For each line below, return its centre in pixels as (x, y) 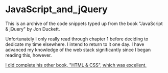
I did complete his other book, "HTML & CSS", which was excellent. (76, 65)
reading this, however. (29, 55)
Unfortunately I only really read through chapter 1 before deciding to (77, 39)
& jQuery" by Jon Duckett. (33, 29)
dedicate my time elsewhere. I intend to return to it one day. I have (75, 44)
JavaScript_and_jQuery (57, 9)
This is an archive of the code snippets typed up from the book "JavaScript (84, 23)
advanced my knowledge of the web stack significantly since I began (78, 50)
